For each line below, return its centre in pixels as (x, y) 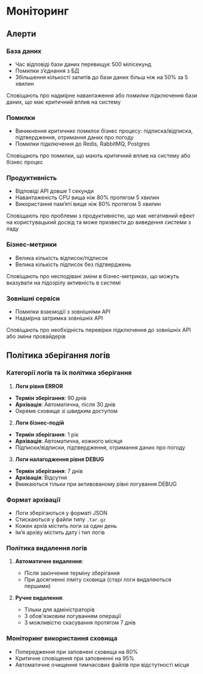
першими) (37, 586)
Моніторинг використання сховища (62, 639)
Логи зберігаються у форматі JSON (61, 513)
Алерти (21, 34)
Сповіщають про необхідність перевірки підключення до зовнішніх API (99, 330)
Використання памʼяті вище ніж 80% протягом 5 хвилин (88, 204)
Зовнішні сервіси (33, 298)
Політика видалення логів (47, 548)
